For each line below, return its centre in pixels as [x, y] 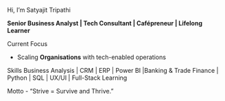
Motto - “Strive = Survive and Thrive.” [60, 91]
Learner [19, 31]
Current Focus [27, 44]
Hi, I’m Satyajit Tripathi [39, 10]
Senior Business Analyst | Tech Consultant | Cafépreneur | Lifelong [105, 23]
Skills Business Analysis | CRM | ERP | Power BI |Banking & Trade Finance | [113, 70]
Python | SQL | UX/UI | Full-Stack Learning [67, 78]
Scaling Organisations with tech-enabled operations [92, 57]
